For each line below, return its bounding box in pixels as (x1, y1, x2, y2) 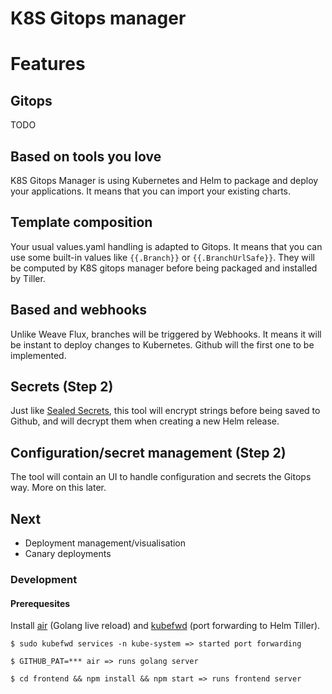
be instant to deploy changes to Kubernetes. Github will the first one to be (10, 338, 315, 351)
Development (10, 572, 78, 586)
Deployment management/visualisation (24, 537, 187, 549)
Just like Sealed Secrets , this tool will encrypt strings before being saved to (10, 405, 321, 417)
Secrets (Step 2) (10, 378, 114, 396)
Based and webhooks (10, 302, 148, 319)
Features (10, 53, 86, 76)
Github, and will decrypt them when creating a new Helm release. (10, 415, 280, 427)
